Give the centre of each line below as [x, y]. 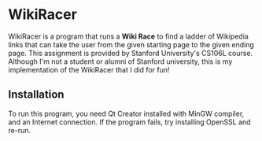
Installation [36, 95]
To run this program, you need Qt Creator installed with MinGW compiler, [126, 113]
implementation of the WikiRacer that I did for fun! [89, 69]
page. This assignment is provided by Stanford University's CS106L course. [131, 53]
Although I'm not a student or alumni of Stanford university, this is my [120, 61]
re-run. [20, 130]
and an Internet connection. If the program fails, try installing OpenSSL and [129, 122]
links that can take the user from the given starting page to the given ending [131, 44]
